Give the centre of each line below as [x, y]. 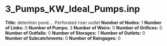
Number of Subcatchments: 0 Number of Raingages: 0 [63, 38]
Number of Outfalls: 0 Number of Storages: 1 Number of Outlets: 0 [75, 33]
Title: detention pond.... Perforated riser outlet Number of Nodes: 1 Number [83, 23]
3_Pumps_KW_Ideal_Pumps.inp [73, 9]
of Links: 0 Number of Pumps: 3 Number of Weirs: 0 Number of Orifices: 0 [84, 27]
